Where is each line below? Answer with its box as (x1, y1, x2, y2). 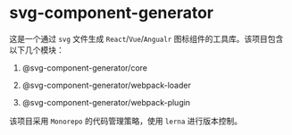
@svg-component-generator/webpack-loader (21, 80, 192, 90)
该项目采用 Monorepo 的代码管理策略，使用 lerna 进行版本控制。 (9, 115, 243, 126)
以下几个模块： (9, 44, 64, 55)
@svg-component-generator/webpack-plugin (21, 97, 190, 107)
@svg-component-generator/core (21, 62, 147, 73)
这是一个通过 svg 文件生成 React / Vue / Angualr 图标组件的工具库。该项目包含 (9, 33, 284, 44)
